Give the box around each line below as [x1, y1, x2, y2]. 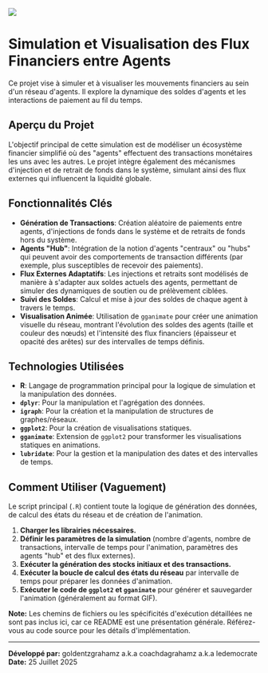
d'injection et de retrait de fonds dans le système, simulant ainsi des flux [8, 164, 246, 175]
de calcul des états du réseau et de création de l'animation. [8, 510, 203, 520]
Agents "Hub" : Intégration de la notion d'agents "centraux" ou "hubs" [19, 243, 251, 253]
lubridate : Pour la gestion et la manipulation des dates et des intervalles [19, 449, 258, 458]
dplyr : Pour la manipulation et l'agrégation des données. [19, 398, 206, 407]
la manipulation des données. [19, 390, 117, 399]
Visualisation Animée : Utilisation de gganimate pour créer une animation [19, 311, 258, 321]
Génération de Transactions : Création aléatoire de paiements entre [19, 218, 242, 228]
